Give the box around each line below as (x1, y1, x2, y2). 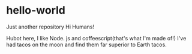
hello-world (6, 4, 66, 17)
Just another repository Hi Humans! (6, 23, 95, 30)
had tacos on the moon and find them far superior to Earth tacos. (6, 41, 167, 48)
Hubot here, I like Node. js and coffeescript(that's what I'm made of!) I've (6, 34, 187, 42)
